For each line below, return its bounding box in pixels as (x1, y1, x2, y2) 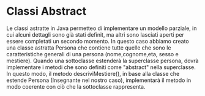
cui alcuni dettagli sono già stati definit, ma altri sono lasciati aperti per (6, 31, 185, 38)
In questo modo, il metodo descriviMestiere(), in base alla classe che (6, 70, 180, 77)
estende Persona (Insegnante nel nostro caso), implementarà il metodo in (6, 76, 192, 84)
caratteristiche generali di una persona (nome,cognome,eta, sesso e (6, 50, 179, 57)
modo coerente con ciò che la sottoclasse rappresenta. (6, 83, 146, 90)
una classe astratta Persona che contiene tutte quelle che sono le (6, 44, 171, 51)
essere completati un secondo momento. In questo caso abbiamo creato (6, 37, 189, 45)
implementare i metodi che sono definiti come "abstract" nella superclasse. (6, 63, 196, 71)
